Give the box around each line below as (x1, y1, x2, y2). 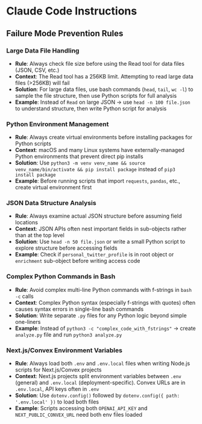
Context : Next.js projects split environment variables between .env (14, 373, 182, 380)
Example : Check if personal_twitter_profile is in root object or (14, 251, 174, 258)
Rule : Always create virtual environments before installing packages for (14, 134, 193, 141)
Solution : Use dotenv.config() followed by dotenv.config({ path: (14, 392, 180, 399)
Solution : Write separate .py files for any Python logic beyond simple (14, 312, 187, 319)
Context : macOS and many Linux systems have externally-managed (14, 147, 185, 154)
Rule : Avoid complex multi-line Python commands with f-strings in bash (14, 286, 192, 293)
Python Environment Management (6, 119, 109, 128)
